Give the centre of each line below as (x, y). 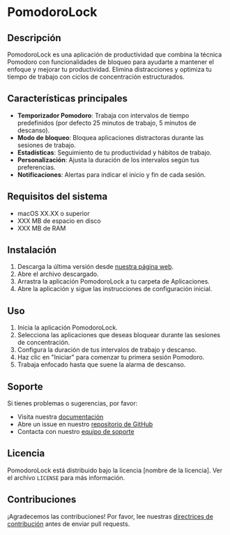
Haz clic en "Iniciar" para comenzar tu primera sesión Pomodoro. (111, 357)
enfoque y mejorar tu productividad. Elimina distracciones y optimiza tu (110, 69)
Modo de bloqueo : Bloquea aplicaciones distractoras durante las (110, 137)
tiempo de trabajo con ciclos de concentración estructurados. (96, 77)
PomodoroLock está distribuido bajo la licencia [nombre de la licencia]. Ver (115, 470)
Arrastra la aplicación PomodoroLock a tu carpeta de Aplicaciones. (114, 281)
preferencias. (36, 167)
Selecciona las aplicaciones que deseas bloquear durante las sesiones (119, 335)
